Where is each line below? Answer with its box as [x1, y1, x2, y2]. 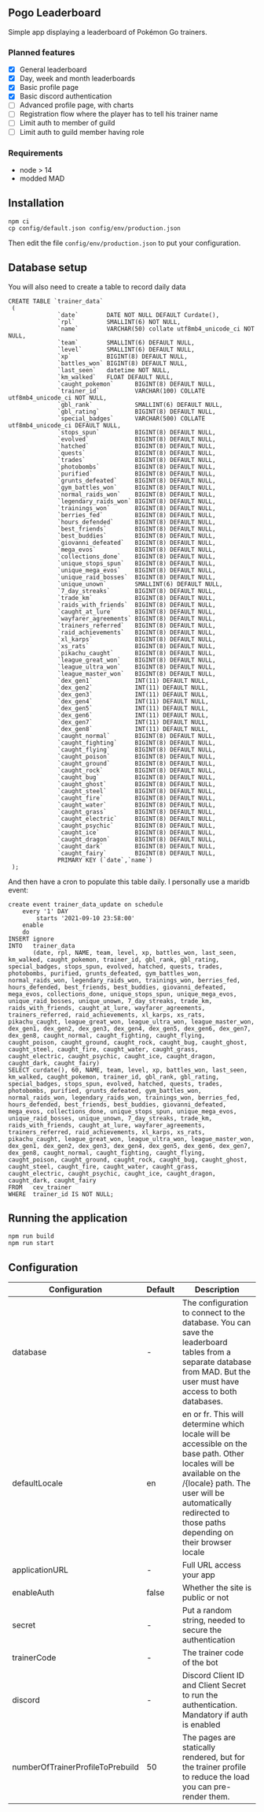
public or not [181, 1592, 229, 1603]
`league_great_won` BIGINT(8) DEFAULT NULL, [57, 656, 216, 664]
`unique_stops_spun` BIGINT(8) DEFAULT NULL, [57, 559, 216, 567]
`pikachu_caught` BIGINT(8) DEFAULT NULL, [57, 649, 216, 657]
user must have [181, 1376, 240, 1387]
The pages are [181, 1732, 236, 1743]
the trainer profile [181, 1762, 247, 1773]
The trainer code [181, 1647, 244, 1658]
